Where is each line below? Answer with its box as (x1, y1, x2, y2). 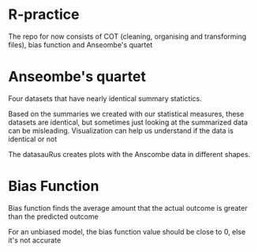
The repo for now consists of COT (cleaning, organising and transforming (8, 32, 247, 41)
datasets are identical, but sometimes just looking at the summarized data (8, 117, 249, 127)
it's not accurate (8, 235, 62, 245)
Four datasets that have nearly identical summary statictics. (8, 93, 203, 103)
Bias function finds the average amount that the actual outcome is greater (8, 203, 248, 212)
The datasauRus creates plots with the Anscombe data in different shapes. (8, 149, 251, 159)
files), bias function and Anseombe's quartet (8, 39, 153, 49)
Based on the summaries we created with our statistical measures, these (8, 109, 245, 118)
